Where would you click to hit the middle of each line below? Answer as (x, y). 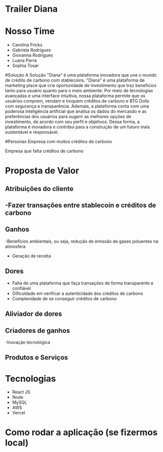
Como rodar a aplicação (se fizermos (81, 432)
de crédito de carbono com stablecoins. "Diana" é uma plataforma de (75, 80)
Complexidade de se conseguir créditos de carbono (64, 298)
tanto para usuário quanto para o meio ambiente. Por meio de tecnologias (79, 91)
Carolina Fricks (27, 45)
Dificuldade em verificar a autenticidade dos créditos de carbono (78, 293)
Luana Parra (24, 61)
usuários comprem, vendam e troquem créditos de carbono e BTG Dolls (77, 101)
